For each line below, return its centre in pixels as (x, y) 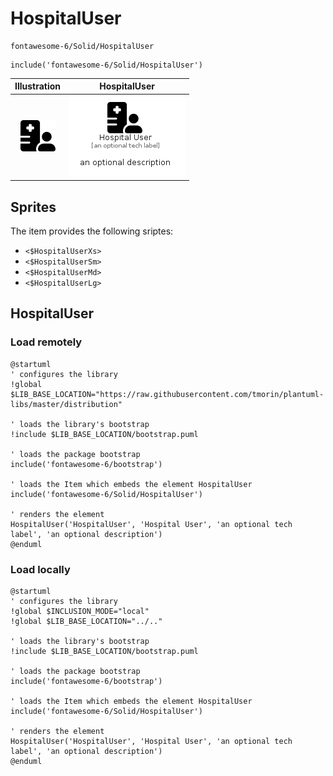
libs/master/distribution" (66, 404)
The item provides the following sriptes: (92, 231)
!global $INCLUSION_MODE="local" (80, 611)
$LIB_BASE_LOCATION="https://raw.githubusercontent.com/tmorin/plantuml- (167, 394)
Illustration (38, 86)
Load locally (40, 569)
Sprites (33, 207)
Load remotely (46, 342)
